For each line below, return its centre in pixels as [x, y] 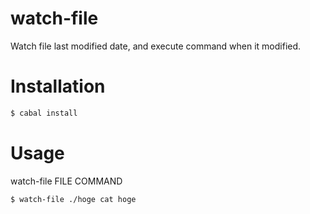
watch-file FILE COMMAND [66, 181]
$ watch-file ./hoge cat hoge [73, 199]
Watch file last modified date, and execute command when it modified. [156, 46]
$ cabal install [44, 113]
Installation [58, 86]
